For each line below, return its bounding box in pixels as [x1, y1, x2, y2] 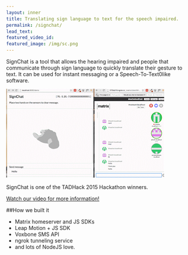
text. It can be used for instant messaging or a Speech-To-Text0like [6, 71, 171, 77]
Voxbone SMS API [14, 231, 59, 238]
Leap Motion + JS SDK [14, 225, 71, 231]
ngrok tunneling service [14, 237, 73, 244]
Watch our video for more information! [6, 195, 100, 202]
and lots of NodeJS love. [14, 244, 75, 250]
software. [6, 77, 30, 84]
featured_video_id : [6, 34, 55, 41]
